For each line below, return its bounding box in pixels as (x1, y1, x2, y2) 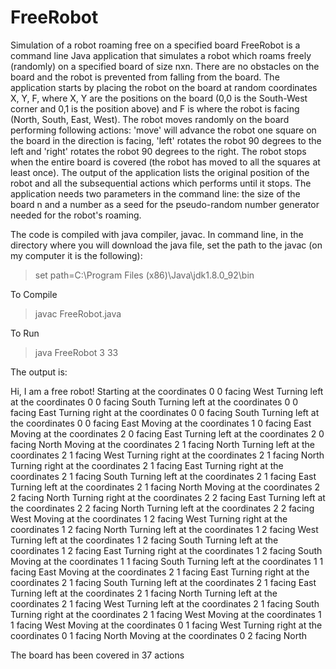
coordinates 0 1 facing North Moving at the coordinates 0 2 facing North (10, 629, 308, 641)
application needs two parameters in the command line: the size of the (10, 187, 301, 200)
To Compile (10, 288, 58, 300)
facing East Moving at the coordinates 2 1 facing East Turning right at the (10, 566, 310, 578)
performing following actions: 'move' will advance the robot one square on (10, 124, 317, 136)
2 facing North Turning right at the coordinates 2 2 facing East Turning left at (10, 491, 326, 503)
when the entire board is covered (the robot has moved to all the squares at (10, 156, 321, 168)
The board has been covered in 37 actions (10, 649, 185, 661)
